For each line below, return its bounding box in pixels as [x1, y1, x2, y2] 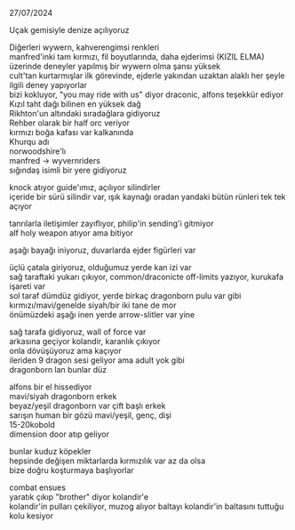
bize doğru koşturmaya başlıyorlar [9, 465, 135, 475]
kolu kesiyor [9, 510, 53, 521]
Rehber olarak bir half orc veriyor [9, 117, 131, 128]
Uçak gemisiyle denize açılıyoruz [9, 25, 130, 35]
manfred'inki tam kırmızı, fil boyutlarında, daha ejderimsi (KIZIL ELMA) [9, 52, 265, 61]
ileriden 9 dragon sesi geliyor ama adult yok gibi [9, 355, 185, 365]
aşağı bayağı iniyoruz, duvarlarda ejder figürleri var [9, 245, 196, 255]
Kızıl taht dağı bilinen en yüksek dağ [9, 99, 141, 109]
